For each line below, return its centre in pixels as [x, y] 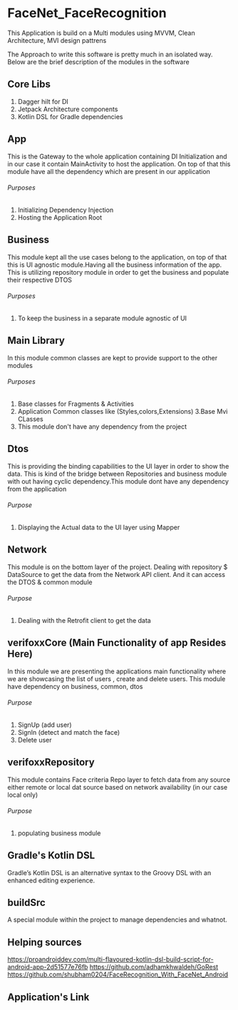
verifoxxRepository [51, 762]
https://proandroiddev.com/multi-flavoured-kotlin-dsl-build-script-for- [110, 959]
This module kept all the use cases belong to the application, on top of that [117, 257]
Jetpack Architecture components [68, 109]
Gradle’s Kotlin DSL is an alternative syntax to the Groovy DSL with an [109, 872]
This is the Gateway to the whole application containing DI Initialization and [117, 156]
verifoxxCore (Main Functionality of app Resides [117, 643]
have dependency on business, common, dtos [75, 686]
